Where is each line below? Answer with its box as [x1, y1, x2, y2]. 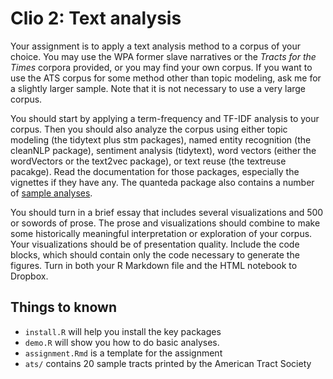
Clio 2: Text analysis [10, 7, 182, 30]
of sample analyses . [10, 187, 93, 199]
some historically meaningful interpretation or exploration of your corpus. [10, 227, 313, 239]
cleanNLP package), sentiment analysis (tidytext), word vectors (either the [10, 144, 317, 156]
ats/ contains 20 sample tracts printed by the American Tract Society [24, 357, 312, 369]
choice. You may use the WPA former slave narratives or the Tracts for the [10, 50, 317, 62]
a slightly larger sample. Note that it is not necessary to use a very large [10, 82, 307, 94]
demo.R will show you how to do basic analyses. [24, 336, 220, 348]
